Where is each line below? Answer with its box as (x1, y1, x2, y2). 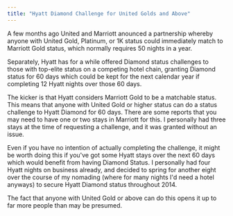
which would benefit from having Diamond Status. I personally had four (7, 158, 211, 167)
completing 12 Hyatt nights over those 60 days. (7, 79, 142, 88)
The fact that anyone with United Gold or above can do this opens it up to (7, 194, 217, 202)
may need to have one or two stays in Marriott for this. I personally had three (7, 115, 226, 124)
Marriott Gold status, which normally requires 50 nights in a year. (7, 44, 193, 52)
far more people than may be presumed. (7, 201, 123, 209)
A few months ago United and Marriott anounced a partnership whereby (7, 29, 214, 38)
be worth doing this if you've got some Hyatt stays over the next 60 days (7, 151, 216, 159)
